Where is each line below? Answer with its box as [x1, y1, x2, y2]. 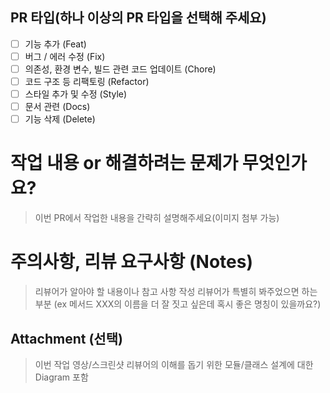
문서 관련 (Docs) [24, 101, 91, 113]
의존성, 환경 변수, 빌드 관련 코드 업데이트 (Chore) [24, 63, 217, 75]
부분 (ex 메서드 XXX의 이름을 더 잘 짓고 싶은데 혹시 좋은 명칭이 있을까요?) [34, 298, 322, 310]
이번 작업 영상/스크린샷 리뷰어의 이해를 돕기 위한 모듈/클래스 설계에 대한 [34, 358, 314, 370]
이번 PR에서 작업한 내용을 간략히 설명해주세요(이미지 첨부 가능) [34, 212, 280, 224]
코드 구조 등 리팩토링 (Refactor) [24, 76, 150, 87]
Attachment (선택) [10, 330, 123, 347]
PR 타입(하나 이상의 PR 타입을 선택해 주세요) [10, 9, 267, 27]
